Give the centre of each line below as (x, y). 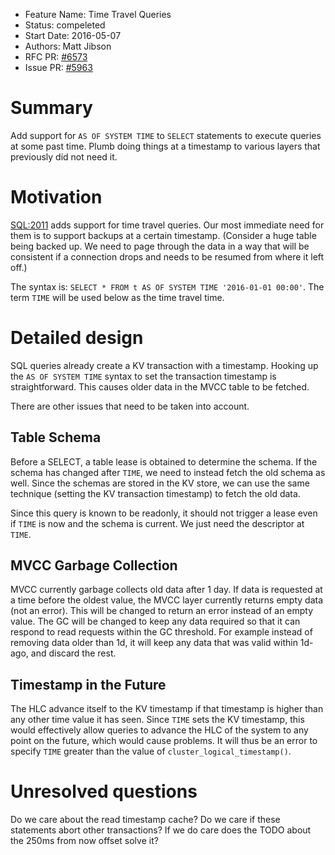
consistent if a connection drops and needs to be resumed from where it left (167, 256)
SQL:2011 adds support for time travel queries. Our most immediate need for (167, 225)
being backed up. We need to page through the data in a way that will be (160, 246)
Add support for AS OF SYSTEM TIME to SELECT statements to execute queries (166, 135)
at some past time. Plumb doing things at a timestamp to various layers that (165, 146)
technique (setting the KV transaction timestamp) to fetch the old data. (155, 493)
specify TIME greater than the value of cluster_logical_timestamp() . (151, 751)
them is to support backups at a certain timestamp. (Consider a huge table (163, 235)
